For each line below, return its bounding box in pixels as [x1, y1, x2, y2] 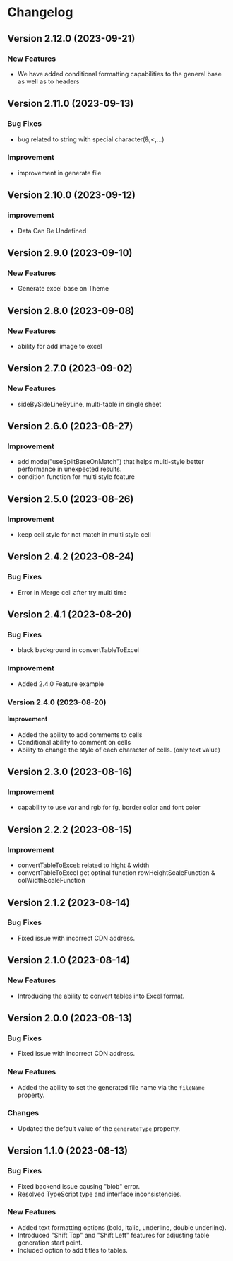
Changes [7, 1108, 40, 1118]
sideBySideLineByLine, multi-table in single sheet [17, 400, 162, 408]
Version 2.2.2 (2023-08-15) [7, 823, 133, 835]
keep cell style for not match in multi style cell [17, 530, 152, 538]
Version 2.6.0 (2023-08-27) [7, 420, 133, 432]
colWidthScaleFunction [17, 876, 85, 885]
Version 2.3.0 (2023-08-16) [7, 766, 133, 778]
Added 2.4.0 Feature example [17, 680, 104, 688]
